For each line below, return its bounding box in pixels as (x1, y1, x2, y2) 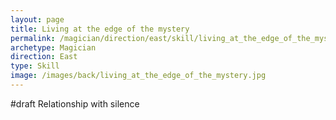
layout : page (10, 14, 65, 25)
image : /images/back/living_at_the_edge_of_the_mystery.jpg (10, 71, 267, 81)
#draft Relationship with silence (10, 97, 140, 110)
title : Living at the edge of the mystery (10, 24, 190, 34)
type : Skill (10, 61, 60, 71)
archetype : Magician (10, 42, 97, 53)
